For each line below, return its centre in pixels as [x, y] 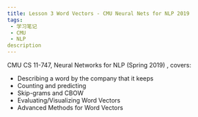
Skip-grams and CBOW [50, 93]
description [24, 45]
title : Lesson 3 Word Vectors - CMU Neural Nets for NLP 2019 [98, 13]
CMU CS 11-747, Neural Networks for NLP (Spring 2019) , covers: [99, 65]
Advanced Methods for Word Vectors [70, 108]
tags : [15, 20]
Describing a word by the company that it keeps [85, 78]
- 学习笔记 [24, 26]
